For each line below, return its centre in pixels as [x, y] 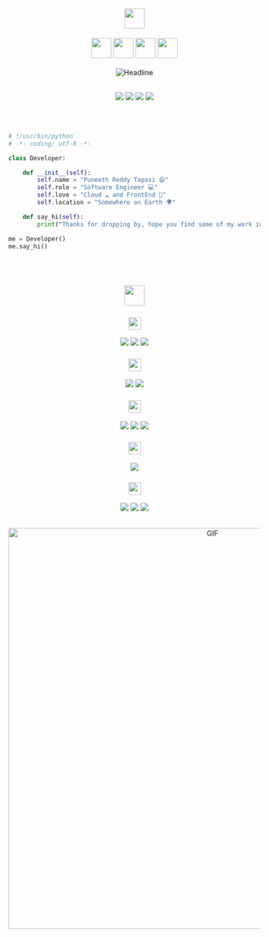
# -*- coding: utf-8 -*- [50, 143]
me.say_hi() [28, 246]
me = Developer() [37, 239]
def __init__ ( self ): [57, 172]
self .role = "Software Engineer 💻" [98, 188]
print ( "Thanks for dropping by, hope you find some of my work [145, 224]
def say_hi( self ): [53, 216]
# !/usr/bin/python [41, 136]
